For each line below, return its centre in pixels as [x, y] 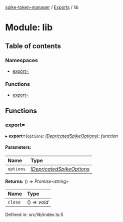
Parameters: [18, 147]
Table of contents [33, 46]
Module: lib [29, 28]
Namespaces [22, 60]
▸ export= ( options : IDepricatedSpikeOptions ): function [62, 136]
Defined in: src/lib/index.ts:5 [34, 214]
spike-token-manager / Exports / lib [42, 7]
